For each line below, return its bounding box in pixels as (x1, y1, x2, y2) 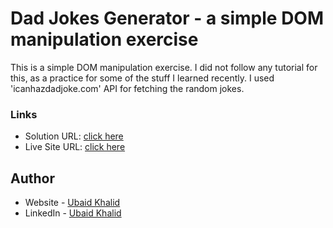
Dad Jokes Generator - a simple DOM (10, 7, 325, 30)
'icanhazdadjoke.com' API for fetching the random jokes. (10, 82, 245, 94)
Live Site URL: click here (24, 141, 126, 153)
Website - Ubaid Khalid (24, 197, 121, 209)
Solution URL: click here (24, 130, 124, 142)
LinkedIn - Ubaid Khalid (24, 207, 122, 219)
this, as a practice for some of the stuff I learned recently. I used (10, 72, 275, 84)
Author (10, 170, 55, 187)
